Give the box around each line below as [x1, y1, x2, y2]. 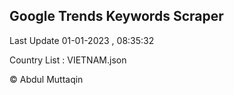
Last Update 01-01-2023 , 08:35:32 [9, 34, 155, 46]
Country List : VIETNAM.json [9, 54, 127, 66]
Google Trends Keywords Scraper [9, 8, 224, 25]
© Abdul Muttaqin [9, 73, 84, 85]
